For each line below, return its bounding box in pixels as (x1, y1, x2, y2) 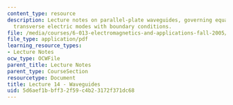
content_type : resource (7, 10, 76, 17)
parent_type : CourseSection (7, 68, 89, 75)
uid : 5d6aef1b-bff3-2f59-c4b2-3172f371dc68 (7, 87, 135, 94)
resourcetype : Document (7, 74, 76, 82)
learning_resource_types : (7, 42, 82, 49)
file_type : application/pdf (7, 36, 89, 43)
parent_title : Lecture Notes (7, 61, 92, 68)
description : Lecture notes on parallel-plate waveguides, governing (7, 17, 213, 23)
